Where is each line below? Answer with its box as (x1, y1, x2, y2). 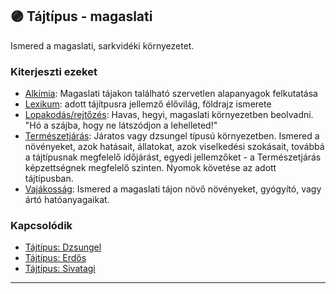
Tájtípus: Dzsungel (24, 241, 102, 253)
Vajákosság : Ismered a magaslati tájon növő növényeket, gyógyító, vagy (24, 183, 322, 195)
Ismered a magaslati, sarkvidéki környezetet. (10, 39, 195, 52)
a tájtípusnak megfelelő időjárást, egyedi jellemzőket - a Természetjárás (24, 151, 322, 163)
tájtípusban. (24, 173, 74, 185)
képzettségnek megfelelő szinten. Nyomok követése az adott (24, 162, 277, 174)
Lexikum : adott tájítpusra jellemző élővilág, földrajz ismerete (24, 98, 272, 110)
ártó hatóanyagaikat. (24, 194, 110, 206)
